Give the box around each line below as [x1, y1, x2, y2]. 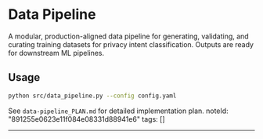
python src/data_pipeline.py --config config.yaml [8, 92, 177, 100]
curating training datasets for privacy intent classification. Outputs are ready [8, 39, 254, 49]
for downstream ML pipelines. [8, 48, 105, 57]
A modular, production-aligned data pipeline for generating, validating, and [8, 31, 249, 41]
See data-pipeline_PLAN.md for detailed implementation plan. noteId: [8, 106, 229, 115]
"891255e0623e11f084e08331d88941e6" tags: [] [8, 114, 166, 123]
